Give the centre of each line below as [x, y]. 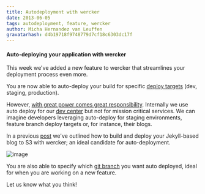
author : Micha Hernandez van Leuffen [54, 29]
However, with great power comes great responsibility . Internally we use [97, 105]
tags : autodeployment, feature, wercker [59, 23]
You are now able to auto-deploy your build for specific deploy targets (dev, [102, 86]
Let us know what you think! [42, 185]
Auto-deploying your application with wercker [66, 54]
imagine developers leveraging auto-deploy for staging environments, [94, 118]
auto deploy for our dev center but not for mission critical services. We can [101, 111]
